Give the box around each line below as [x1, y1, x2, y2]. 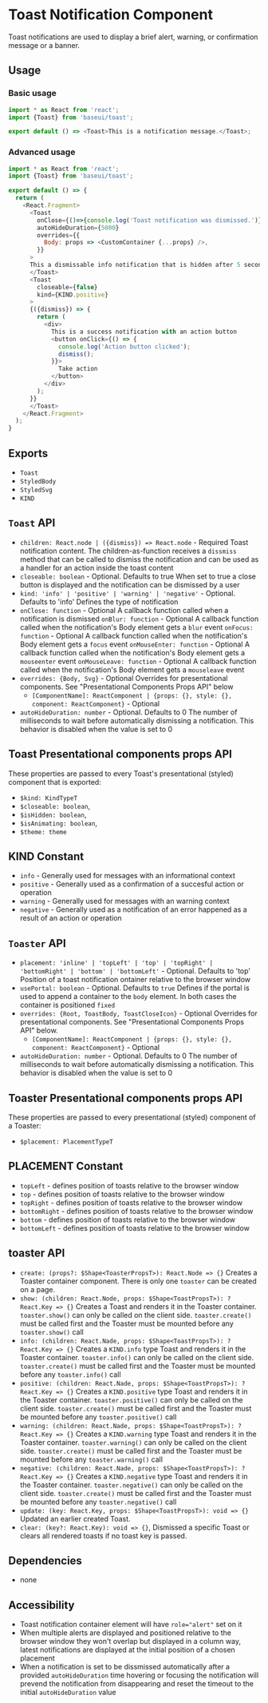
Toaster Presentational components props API [8, 1091, 243, 1104]
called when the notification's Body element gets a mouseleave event [19, 665, 245, 674]
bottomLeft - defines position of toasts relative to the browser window [19, 1223, 250, 1232]
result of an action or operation [19, 913, 122, 923]
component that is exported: [8, 777, 101, 786]
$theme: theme [19, 828, 67, 836]
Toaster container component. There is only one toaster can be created [19, 1276, 257, 1286]
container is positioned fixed [19, 1001, 116, 1010]
